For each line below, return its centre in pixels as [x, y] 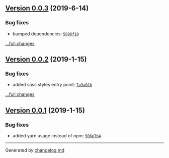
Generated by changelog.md [35, 150]
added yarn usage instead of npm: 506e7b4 [57, 136]
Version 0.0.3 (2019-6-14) [47, 8]
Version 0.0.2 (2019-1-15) [46, 59]
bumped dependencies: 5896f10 [46, 34]
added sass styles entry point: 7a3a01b [52, 85]
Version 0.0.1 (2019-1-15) [45, 110]
